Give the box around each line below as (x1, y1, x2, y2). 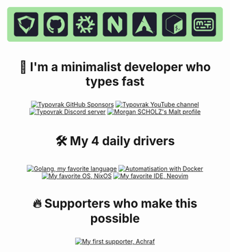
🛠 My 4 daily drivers (55, 133, 175, 149)
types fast (85, 74, 145, 90)
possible (90, 210, 140, 226)
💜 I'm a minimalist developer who (19, 60, 211, 75)
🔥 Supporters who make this (32, 195, 198, 211)
